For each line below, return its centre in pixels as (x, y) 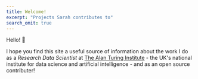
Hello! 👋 (16, 40)
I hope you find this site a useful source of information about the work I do (97, 51)
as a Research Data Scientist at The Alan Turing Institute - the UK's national (99, 58)
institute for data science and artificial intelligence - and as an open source (98, 64)
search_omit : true (29, 23)
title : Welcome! (26, 12)
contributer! (21, 71)
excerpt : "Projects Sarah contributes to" (60, 17)
